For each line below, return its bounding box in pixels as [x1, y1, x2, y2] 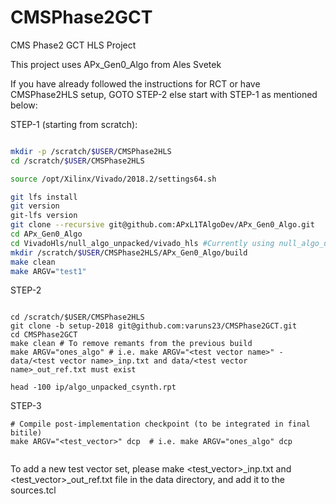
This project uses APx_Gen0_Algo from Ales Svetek [10, 58, 222, 70]
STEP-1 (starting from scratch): [10, 118, 138, 130]
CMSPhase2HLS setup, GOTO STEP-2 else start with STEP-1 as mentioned [10, 88, 318, 100]
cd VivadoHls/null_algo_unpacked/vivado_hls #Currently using [10, 238, 275, 248]
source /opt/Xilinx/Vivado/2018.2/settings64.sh [10, 174, 217, 184]
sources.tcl [10, 484, 57, 496]
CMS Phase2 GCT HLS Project [10, 39, 137, 51]
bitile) [10, 428, 43, 438]
